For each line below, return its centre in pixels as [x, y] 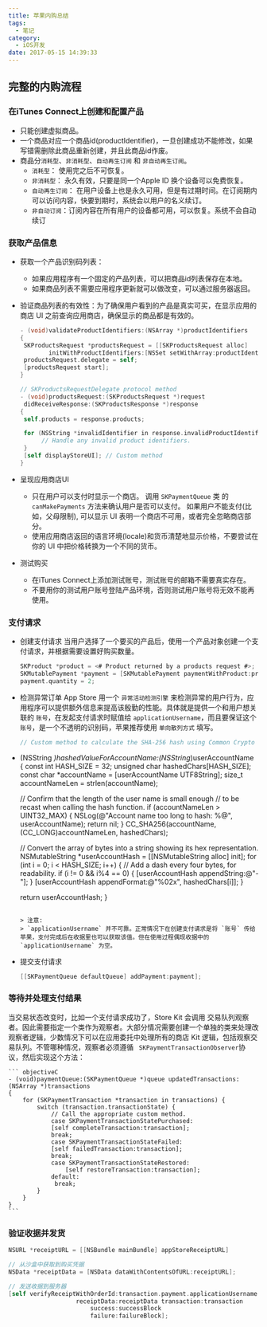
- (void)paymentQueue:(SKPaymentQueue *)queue [87, 1079]
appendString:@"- [229, 873]
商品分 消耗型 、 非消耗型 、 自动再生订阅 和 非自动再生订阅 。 [105, 160]
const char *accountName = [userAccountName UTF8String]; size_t [131, 775]
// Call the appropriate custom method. [118, 1114]
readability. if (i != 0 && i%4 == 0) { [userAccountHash [108, 873]
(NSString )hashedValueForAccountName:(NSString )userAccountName [137, 757]
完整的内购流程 [45, 87]
